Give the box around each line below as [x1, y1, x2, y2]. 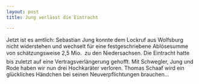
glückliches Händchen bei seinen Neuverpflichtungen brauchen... [6, 70, 169, 78]
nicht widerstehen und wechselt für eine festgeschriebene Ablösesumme [6, 43, 189, 50]
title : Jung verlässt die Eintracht [6, 14, 98, 20]
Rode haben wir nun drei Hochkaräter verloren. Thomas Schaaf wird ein [6, 64, 185, 71]
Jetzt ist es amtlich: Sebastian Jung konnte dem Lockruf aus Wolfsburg [6, 36, 184, 43]
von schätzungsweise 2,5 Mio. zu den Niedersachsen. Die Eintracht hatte [6, 49, 190, 56]
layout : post [6, 8, 39, 15]
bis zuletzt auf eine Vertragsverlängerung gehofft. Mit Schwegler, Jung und [6, 58, 194, 65]
